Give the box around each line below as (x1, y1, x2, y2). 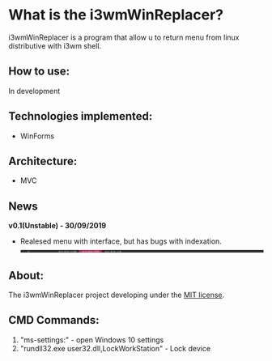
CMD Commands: (8, 313, 100, 327)
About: (8, 269, 45, 282)
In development (8, 86, 61, 96)
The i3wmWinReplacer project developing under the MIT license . (8, 290, 225, 299)
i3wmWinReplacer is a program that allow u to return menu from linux (8, 32, 240, 42)
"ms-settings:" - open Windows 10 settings (19, 334, 164, 345)
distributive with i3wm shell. (8, 40, 102, 50)
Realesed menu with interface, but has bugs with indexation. (19, 236, 223, 246)
